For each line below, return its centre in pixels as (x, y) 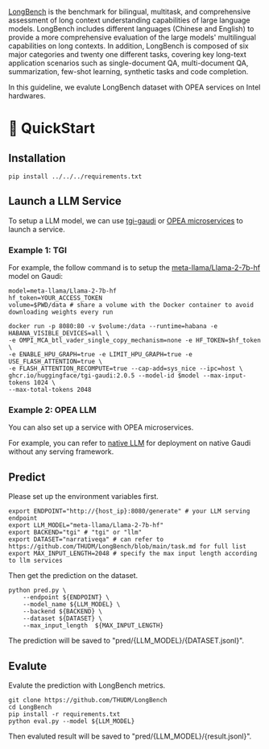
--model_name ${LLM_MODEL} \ (72, 605)
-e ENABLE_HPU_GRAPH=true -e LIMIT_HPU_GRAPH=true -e (101, 355)
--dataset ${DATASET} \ (63, 619)
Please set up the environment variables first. (83, 497)
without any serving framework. (61, 451)
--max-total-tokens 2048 (50, 390)
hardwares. (27, 96)
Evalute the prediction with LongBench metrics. (87, 685)
